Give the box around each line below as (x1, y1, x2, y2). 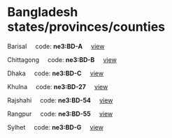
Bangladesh (7, 4, 78, 20)
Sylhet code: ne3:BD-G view (7, 123, 103, 131)
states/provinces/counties (7, 19, 166, 35)
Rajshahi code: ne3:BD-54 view (7, 95, 113, 105)
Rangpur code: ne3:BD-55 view (7, 109, 113, 118)
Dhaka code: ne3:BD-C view (7, 69, 103, 77)
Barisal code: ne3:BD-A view (7, 42, 105, 50)
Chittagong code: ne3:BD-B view (7, 55, 117, 63)
